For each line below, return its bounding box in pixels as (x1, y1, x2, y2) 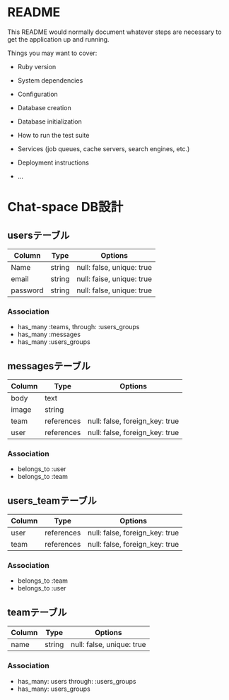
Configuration (17, 90, 58, 98)
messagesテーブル (7, 360, 90, 372)
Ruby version (17, 62, 57, 71)
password (11, 285, 44, 295)
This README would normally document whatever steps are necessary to (7, 28, 222, 36)
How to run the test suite (17, 131, 90, 139)
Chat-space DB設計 (7, 199, 124, 215)
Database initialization (17, 117, 83, 126)
